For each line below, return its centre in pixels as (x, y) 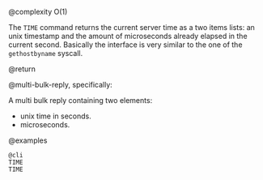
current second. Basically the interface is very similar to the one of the (125, 45)
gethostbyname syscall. (46, 53)
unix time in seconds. (55, 116)
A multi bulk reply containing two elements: (81, 100)
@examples (28, 140)
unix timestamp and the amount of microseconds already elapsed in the (128, 36)
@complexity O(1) (38, 12)
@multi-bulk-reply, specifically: (61, 85)
